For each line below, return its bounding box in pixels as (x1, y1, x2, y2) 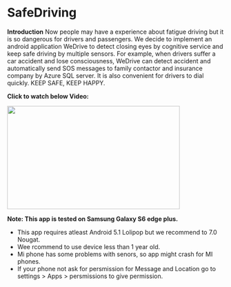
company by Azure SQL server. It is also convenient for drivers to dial (7, 71, 204, 80)
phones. (17, 257, 41, 266)
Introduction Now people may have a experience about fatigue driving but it (7, 28, 224, 36)
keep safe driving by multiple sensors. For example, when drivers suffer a (7, 50, 216, 58)
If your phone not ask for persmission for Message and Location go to (17, 264, 216, 273)
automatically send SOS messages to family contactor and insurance (7, 64, 203, 72)
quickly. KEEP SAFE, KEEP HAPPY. (7, 78, 106, 87)
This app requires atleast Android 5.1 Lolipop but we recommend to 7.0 (17, 228, 217, 236)
